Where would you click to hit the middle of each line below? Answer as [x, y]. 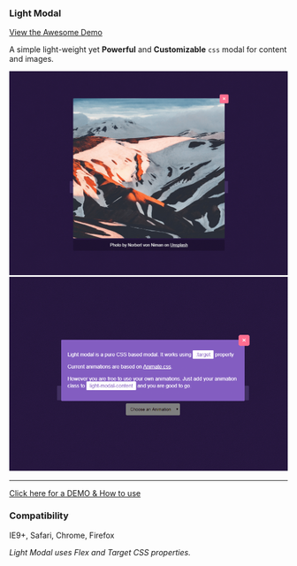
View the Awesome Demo [56, 33]
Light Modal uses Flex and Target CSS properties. [100, 552]
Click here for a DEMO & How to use [75, 493]
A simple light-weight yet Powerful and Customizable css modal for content [148, 50]
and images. [32, 59]
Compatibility [39, 516]
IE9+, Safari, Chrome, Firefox [62, 535]
